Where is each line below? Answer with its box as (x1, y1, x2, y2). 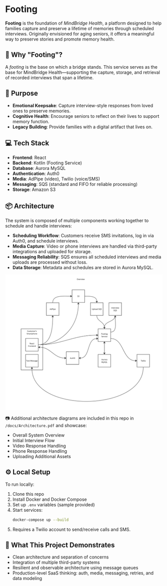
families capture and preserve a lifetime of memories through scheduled (5, 25, 154, 31)
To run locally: (5, 481, 34, 487)
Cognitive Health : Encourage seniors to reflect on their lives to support (12, 113, 159, 119)
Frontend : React (12, 154, 46, 161)
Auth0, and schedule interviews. (12, 238, 79, 244)
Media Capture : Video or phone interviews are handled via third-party (12, 243, 157, 249)
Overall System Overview (12, 432, 65, 438)
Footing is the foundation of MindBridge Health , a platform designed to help (5, 20, 161, 26)
